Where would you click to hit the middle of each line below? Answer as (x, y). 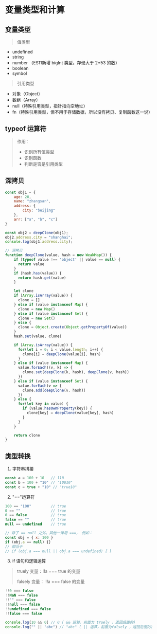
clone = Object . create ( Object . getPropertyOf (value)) (72, 327)
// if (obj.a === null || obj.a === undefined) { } (58, 551)
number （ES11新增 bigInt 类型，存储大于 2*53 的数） (66, 63)
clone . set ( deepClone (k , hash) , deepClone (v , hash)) (76, 372)
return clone (27, 435)
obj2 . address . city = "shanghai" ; (39, 237)
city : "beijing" (39, 210)
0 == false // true (36, 515)
